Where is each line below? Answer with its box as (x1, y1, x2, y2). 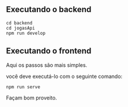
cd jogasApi (6, 25, 35, 31)
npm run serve (6, 84, 41, 90)
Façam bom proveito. (6, 94, 57, 101)
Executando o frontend (6, 46, 92, 56)
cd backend (6, 20, 33, 26)
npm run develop (6, 30, 46, 36)
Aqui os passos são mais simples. (6, 61, 88, 69)
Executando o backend (6, 5, 92, 15)
